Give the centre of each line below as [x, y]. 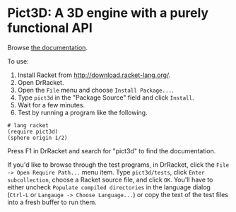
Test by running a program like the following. [82, 112]
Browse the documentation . [48, 47]
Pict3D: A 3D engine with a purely [108, 13]
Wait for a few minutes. [51, 105]
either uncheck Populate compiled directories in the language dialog [109, 187]
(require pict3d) [33, 131]
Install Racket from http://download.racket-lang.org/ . [94, 75]
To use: [18, 61]
